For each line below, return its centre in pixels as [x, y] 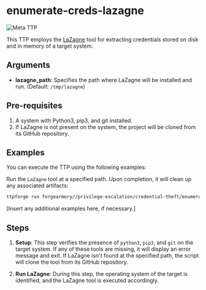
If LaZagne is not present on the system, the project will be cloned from [105, 127]
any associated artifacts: [37, 186]
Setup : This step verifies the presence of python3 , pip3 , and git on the [104, 243]
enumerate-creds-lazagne [75, 11]
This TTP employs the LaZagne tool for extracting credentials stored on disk [102, 39]
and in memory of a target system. [50, 46]
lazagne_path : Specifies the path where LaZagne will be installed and [103, 80]
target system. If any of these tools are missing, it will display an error [103, 249]
